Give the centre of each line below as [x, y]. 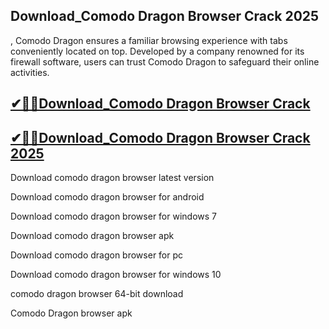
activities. [30, 72]
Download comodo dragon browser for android [107, 197]
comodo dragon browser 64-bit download [97, 294]
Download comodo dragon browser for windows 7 [113, 216]
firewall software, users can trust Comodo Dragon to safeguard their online [165, 61]
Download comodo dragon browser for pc [97, 255]
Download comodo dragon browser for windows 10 [116, 275]
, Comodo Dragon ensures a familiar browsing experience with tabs [149, 40]
